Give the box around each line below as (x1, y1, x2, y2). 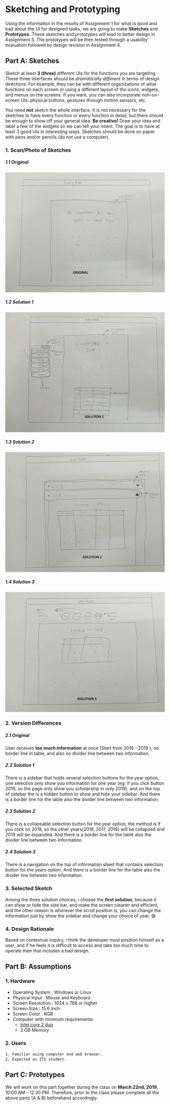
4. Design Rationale (5, 925, 54, 932)
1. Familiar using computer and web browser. (5, 1052, 103, 1057)
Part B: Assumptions (5, 962, 72, 971)
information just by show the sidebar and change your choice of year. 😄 (5, 913, 156, 919)
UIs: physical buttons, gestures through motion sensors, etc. (20, 97, 147, 103)
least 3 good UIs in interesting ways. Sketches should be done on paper (5, 128, 155, 135)
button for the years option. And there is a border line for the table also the (5, 867, 160, 873)
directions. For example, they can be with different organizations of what (5, 81, 157, 87)
